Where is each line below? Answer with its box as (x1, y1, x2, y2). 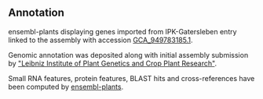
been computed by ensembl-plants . (8, 82, 124, 91)
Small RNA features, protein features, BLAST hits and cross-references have (8, 73, 255, 83)
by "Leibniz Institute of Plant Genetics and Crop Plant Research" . (8, 58, 217, 68)
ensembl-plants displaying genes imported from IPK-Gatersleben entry (8, 27, 237, 36)
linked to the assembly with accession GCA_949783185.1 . (8, 35, 193, 44)
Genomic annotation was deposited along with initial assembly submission (8, 50, 249, 59)
